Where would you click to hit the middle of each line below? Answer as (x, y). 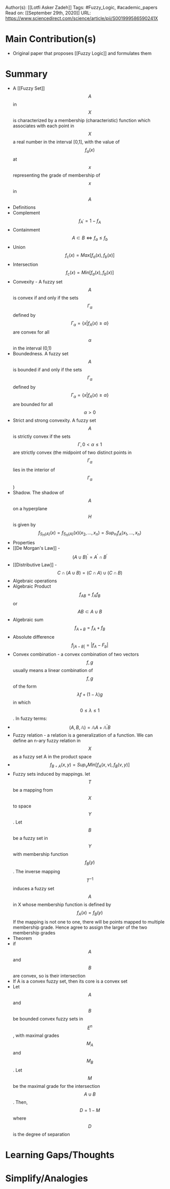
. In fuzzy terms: (30, 718)
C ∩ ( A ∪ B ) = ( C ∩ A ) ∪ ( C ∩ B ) (90, 573)
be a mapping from (33, 790)
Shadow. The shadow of (38, 492)
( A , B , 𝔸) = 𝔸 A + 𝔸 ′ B (90, 727)
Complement (26, 213)
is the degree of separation (41, 1134)
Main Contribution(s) (51, 39)
